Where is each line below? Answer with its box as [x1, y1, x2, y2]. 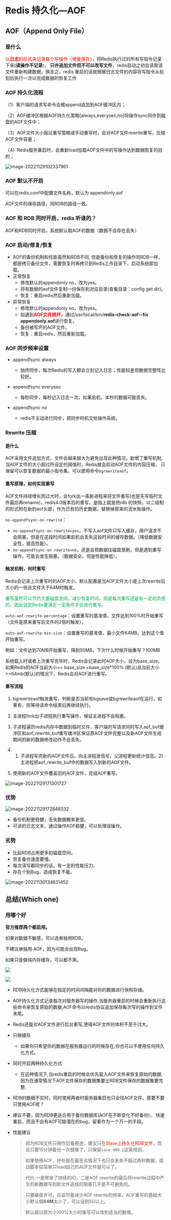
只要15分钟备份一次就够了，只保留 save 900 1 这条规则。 [30, 1146, 147, 1153]
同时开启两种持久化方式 [12, 1060, 62, 1067]
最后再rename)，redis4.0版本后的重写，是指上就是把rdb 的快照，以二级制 [9, 499, 164, 505]
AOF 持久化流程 [5, 89, 44, 96]
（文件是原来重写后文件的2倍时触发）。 [5, 619, 87, 625]
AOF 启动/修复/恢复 [5, 241, 53, 248]
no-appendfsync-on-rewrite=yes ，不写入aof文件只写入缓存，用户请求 [12, 527, 157, 533]
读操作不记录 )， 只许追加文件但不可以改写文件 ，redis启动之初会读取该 [16, 62, 163, 68]
